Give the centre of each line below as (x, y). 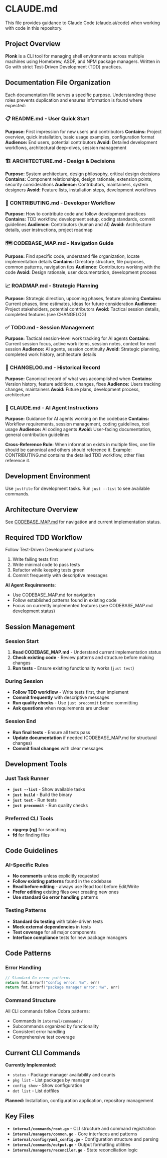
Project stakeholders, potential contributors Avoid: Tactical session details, (83, 309)
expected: (16, 105)
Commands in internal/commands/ (48, 1021)
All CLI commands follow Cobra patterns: (48, 1011)
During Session (24, 681)
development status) (34, 611)
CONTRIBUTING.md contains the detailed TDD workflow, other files (75, 455)
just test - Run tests (34, 800)
